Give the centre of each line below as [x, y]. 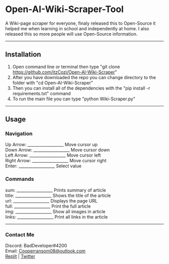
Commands [20, 179]
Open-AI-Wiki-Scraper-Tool [65, 9]
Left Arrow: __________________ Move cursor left [53, 155]
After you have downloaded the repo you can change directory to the [84, 77]
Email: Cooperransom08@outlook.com [45, 251]
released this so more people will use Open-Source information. [71, 34]
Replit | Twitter [20, 256]
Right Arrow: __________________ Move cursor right [56, 161]
